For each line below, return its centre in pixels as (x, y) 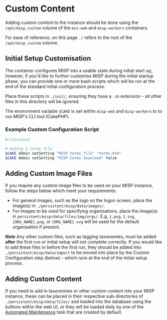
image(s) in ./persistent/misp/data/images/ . (59, 206)
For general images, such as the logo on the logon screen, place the (82, 201)
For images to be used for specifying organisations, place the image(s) (85, 211)
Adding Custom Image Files (49, 173)
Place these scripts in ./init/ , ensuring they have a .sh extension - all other (83, 96)
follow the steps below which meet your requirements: (61, 191)
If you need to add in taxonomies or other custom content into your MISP (80, 291)
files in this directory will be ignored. (42, 101)
